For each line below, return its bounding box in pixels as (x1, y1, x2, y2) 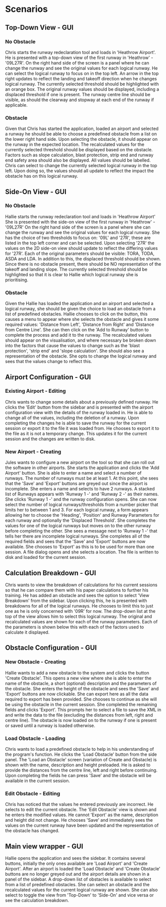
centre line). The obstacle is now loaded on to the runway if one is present (5, 717, 157, 723)
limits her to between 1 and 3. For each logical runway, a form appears (5, 507, 149, 513)
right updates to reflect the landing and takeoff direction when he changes (5, 75, 157, 81)
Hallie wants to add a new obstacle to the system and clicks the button (5, 669, 150, 675)
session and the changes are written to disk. (5, 435, 96, 442)
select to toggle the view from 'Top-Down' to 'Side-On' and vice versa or (5, 892, 154, 898)
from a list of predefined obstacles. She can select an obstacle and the (5, 882, 150, 888)
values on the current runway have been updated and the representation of (5, 822, 159, 829)
